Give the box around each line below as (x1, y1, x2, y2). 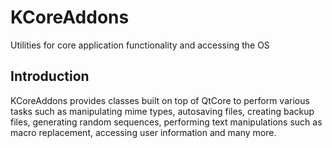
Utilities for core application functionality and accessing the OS (10, 39, 270, 51)
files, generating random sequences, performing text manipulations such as (10, 116, 323, 128)
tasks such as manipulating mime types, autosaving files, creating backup (10, 105, 315, 117)
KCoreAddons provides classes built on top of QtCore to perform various (10, 94, 310, 106)
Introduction (10, 68, 90, 85)
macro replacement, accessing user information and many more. (10, 126, 277, 138)
